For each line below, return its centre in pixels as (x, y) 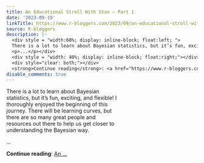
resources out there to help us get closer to (60, 124)
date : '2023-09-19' (31, 18)
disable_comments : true (36, 74)
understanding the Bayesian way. (48, 130)
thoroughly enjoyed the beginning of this (57, 105)
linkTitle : (20, 23)
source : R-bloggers (31, 29)
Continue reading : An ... (37, 154)
